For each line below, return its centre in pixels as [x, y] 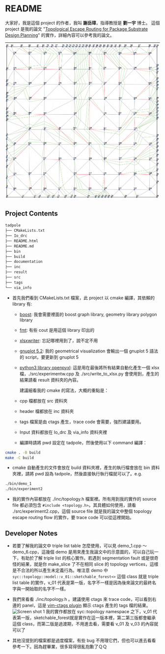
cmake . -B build [23, 452]
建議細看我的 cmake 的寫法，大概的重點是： [64, 390]
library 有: [22, 304]
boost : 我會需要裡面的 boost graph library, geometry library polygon [88, 314]
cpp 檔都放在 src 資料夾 [43, 401]
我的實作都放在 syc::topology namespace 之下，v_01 [99, 611]
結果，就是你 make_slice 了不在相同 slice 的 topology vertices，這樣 [90, 564]
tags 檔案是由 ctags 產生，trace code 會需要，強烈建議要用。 [82, 422]
